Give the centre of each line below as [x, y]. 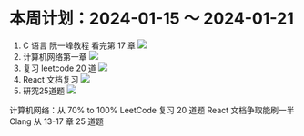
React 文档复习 [51, 79]
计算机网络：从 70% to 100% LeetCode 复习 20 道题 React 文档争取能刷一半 [152, 110]
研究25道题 [44, 91]
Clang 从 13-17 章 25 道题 [57, 121]
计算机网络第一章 [55, 56]
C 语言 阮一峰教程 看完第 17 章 [79, 45]
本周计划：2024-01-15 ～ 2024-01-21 [152, 19]
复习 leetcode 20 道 [60, 68]
